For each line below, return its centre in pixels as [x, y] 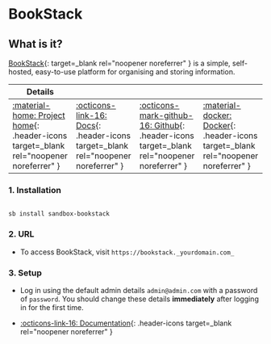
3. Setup [25, 273]
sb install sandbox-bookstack [59, 214]
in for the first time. [52, 307]
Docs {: [89, 126]
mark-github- [166, 115]
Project [52, 115]
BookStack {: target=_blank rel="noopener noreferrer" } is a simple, [120, 63]
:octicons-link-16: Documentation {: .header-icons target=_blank [126, 323]
